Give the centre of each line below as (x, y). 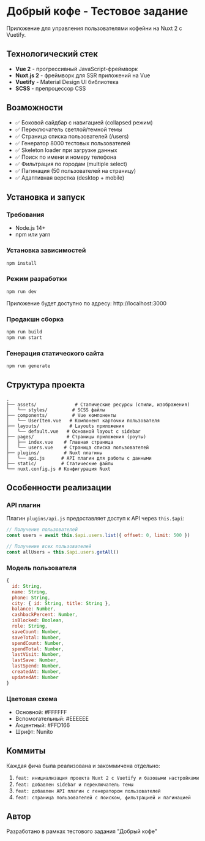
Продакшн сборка (35, 319)
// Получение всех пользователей (49, 547)
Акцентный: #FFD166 (43, 725)
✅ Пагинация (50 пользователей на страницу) (76, 170)
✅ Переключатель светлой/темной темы (69, 129)
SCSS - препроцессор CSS (50, 88)
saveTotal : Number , (37, 637)
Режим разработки (37, 279)
